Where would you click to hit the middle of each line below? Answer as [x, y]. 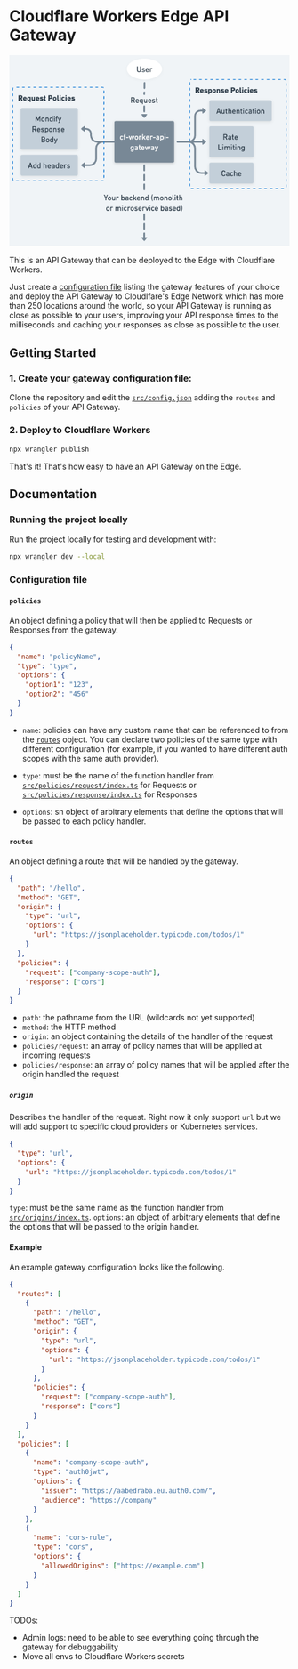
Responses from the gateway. [64, 630]
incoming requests [56, 1055]
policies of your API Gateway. [65, 407]
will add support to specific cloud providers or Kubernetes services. [133, 1126]
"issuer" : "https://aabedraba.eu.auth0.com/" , [129, 1491]
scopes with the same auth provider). [90, 758]
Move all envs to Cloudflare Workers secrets [103, 1657]
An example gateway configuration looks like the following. [117, 1267]
